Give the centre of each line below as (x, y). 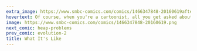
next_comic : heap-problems (39, 28)
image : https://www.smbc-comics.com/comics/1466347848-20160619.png (91, 22)
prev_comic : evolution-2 (36, 33)
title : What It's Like (34, 39)
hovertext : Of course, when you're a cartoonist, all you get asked (91, 17)
